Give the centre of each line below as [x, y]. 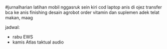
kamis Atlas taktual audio [38, 42]
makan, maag [19, 18]
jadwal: [12, 27]
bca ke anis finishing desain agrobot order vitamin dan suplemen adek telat [82, 12]
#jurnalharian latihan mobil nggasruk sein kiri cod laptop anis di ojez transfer [83, 7]
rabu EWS [23, 37]
